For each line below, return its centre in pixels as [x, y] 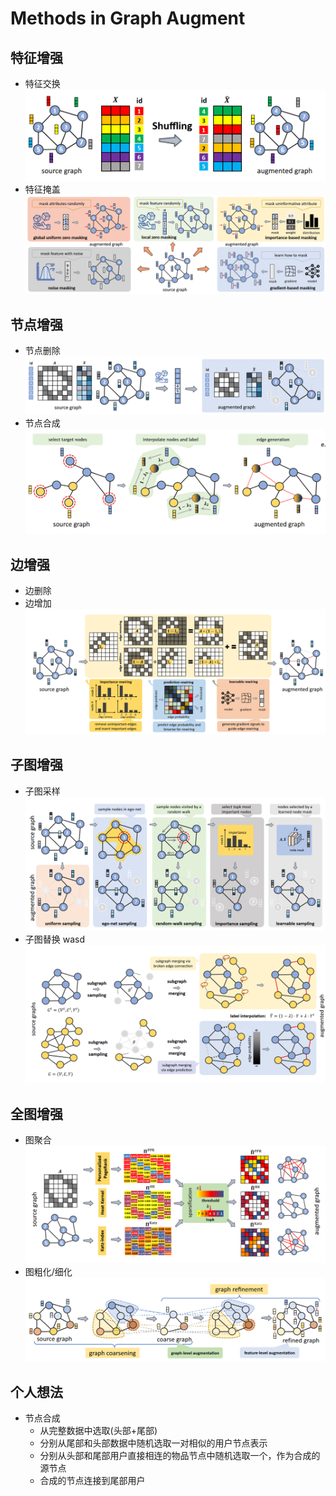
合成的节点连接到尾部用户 [92, 1481]
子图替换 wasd [55, 939]
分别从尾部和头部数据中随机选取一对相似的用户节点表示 [153, 1443]
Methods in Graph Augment [128, 18]
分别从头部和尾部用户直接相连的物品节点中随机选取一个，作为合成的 [180, 1456]
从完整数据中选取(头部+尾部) [98, 1431]
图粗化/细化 [48, 1271]
